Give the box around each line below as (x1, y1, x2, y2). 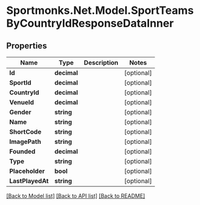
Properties (6, 41, 47, 51)
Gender (9, 108, 32, 116)
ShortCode (9, 128, 42, 136)
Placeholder (9, 167, 45, 175)
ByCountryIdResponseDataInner (6, 16, 174, 30)
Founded (9, 148, 36, 155)
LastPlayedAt (9, 177, 49, 185)
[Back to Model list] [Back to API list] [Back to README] (6, 192, 145, 200)
